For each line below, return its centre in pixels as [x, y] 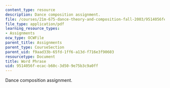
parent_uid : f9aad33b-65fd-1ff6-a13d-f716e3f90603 [60, 52]
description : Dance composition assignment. [53, 15]
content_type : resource [30, 10]
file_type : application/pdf [35, 24]
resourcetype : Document [30, 57]
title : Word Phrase [26, 61]
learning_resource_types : [32, 29]
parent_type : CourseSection [35, 47]
